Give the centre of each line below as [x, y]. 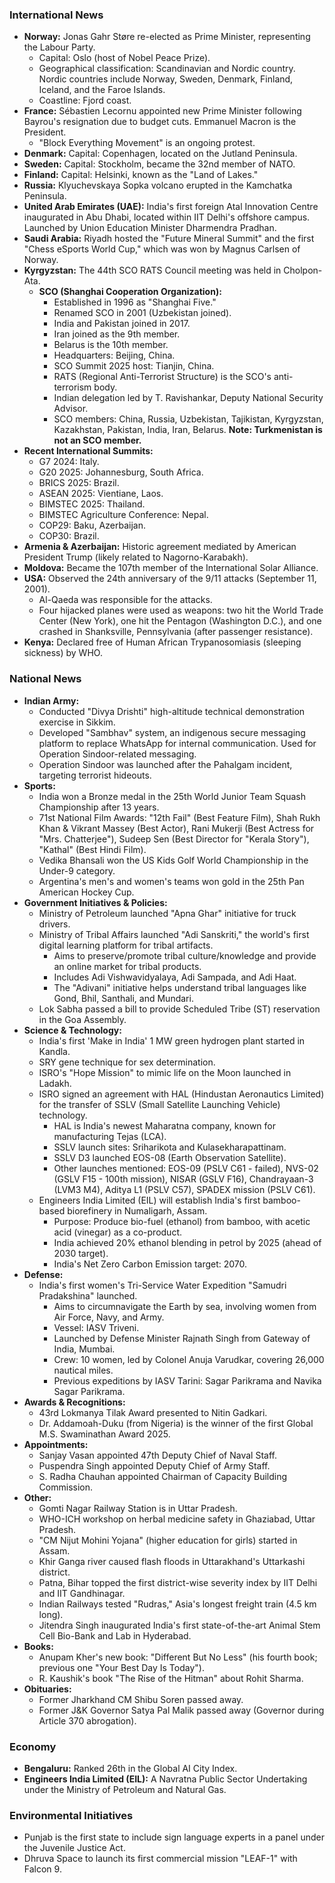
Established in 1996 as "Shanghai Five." [135, 302]
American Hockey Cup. [86, 892]
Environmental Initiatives [71, 1815]
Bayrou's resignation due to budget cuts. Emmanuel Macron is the [160, 122]
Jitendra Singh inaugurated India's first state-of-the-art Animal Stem [179, 1625]
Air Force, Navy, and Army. [109, 1317]
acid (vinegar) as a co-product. [117, 1232]
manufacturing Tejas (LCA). [110, 1136]
